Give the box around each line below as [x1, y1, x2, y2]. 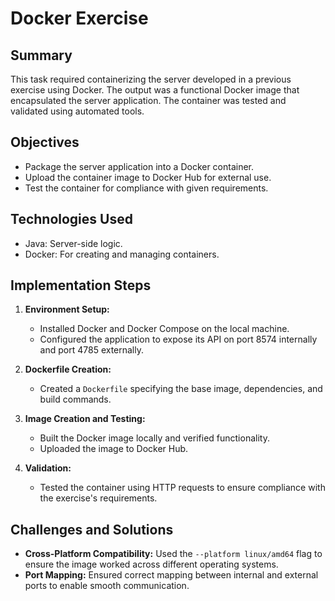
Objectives [10, 134, 80, 151]
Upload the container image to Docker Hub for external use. [24, 171, 272, 183]
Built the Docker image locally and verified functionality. [39, 432, 270, 444]
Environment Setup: [24, 303, 110, 316]
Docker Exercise [10, 7, 149, 30]
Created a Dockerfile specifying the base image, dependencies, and [39, 383, 323, 395]
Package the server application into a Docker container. [24, 160, 255, 172]
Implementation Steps [10, 277, 152, 294]
